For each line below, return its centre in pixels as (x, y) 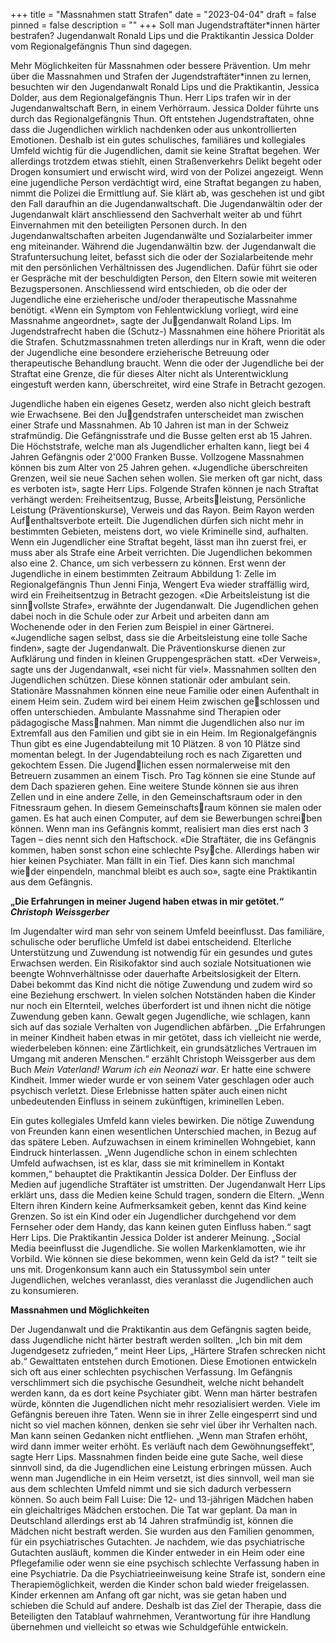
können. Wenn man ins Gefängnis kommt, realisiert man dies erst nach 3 (159, 828)
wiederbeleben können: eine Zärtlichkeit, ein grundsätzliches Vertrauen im (163, 1048)
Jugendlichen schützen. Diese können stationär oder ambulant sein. (150, 680)
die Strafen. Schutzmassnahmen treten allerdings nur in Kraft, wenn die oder (168, 342)
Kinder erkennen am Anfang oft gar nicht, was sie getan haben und (148, 1595)
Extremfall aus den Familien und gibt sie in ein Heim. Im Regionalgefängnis (163, 733)
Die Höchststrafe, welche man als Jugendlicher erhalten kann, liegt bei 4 (160, 446)
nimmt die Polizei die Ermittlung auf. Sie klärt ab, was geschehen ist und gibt (167, 193)
